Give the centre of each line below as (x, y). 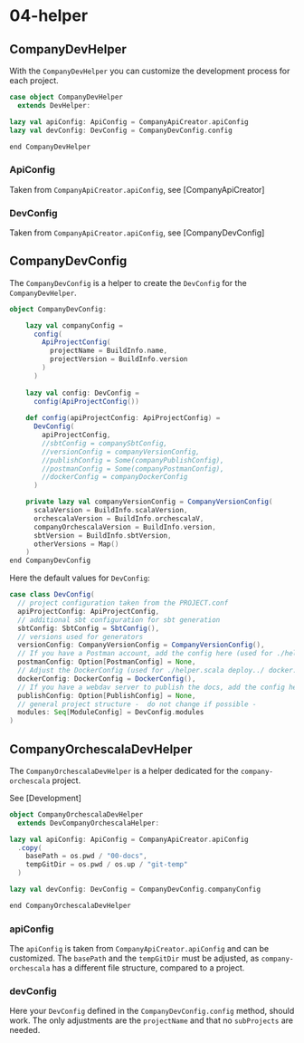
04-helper (49, 16)
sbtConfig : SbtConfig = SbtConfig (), (89, 628)
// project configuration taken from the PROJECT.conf (123, 603)
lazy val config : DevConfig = (83, 393)
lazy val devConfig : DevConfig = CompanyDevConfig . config (121, 130)
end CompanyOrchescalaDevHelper (70, 905)
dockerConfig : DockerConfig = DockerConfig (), (107, 679)
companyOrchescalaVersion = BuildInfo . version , (125, 527)
